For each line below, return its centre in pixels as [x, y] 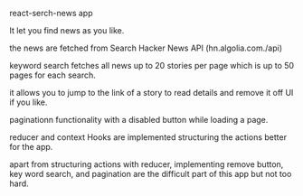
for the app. [31, 147]
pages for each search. [53, 75]
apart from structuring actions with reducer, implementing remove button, [147, 164]
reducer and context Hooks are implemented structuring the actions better [148, 137]
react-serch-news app [51, 13]
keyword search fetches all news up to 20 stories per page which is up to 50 [152, 65]
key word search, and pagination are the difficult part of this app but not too [151, 174]
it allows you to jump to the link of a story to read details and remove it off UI [151, 93]
